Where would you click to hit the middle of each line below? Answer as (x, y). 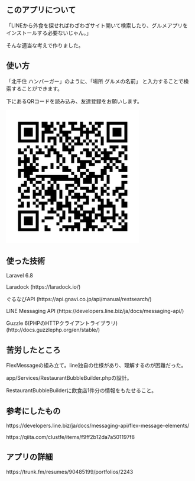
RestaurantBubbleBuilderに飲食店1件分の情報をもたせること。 (82, 390)
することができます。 (37, 88)
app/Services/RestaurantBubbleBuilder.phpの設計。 (69, 378)
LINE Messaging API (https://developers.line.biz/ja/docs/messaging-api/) (95, 311)
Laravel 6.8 (20, 276)
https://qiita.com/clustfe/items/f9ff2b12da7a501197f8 (70, 437)
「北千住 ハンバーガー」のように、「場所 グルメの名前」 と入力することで (95, 81)
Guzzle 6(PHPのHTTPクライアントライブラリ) (62, 323)
